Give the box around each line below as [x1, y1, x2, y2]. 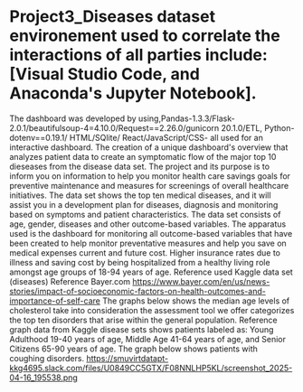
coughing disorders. [9, 352, 84, 363]
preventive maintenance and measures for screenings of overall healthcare [9, 180, 289, 191]
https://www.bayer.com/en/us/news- [132, 275, 270, 286]
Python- [263, 122, 295, 133]
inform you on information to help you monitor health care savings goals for [9, 170, 291, 182]
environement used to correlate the [9, 25, 280, 46]
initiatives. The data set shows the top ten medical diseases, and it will [9, 190, 271, 201]
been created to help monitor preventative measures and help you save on [9, 238, 287, 248]
